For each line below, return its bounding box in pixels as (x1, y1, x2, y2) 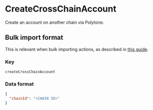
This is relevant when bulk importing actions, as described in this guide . (5, 46, 149, 52)
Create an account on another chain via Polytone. (5, 19, 104, 25)
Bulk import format (5, 33, 63, 42)
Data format (5, 80, 34, 87)
